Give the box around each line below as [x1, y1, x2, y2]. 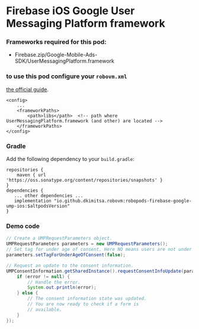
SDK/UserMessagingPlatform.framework [14, 57, 114, 64]
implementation [14, 198, 52, 204]
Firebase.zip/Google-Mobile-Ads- [14, 51, 98, 59]
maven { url [17, 172, 46, 178]
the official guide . [6, 86, 49, 93]
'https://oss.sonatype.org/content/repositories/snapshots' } [6, 178, 163, 183]
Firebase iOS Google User [6, 4, 135, 18]
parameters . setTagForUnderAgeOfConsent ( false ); [6, 252, 126, 258]
